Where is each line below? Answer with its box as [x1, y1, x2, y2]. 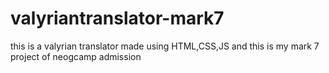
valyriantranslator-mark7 [10, 7, 225, 30]
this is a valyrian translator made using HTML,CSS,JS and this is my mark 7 [10, 40, 320, 52]
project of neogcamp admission [10, 50, 142, 62]
